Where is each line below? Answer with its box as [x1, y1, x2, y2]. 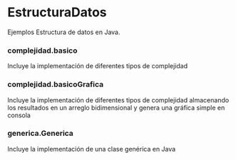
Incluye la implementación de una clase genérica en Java [7, 144, 176, 153]
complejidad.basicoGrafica [7, 80, 104, 90]
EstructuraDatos [7, 4, 107, 21]
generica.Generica [7, 129, 73, 139]
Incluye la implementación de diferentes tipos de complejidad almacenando [7, 95, 230, 104]
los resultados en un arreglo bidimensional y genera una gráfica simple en [7, 103, 225, 112]
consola [7, 111, 31, 119]
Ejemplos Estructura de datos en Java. [7, 28, 120, 36]
